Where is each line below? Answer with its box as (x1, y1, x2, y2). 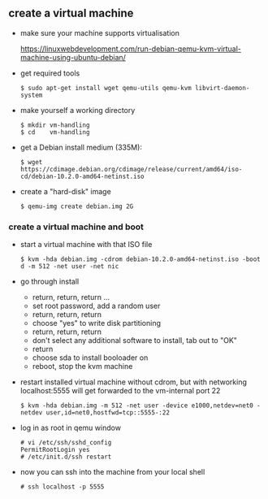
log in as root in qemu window (19, 423, 122, 433)
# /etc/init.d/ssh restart (19, 453, 112, 462)
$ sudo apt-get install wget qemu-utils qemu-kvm (19, 84, 192, 92)
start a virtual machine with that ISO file (19, 240, 153, 249)
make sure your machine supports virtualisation (19, 28, 180, 37)
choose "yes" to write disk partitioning (32, 319, 161, 328)
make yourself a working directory (19, 105, 136, 115)
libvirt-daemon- (194, 84, 250, 92)
